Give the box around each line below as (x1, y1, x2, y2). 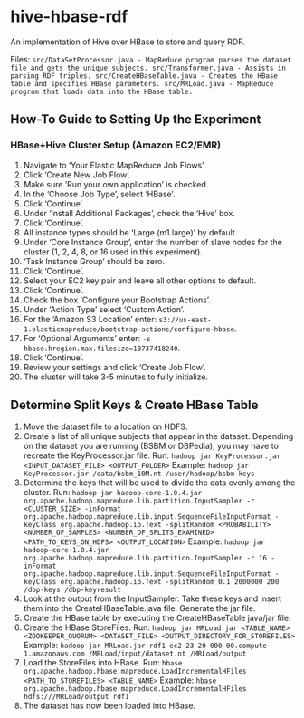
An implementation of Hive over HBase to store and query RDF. (10, 36, 245, 47)
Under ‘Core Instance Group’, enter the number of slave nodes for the (23, 236, 283, 247)
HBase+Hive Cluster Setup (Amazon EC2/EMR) (10, 139, 221, 151)
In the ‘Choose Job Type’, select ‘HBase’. (23, 188, 176, 199)
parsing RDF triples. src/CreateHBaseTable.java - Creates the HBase (10, 71, 279, 81)
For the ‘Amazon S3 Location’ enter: (23, 313, 157, 324)
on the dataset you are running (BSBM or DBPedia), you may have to (23, 441, 280, 452)
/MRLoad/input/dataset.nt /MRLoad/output (88, 649, 247, 658)
